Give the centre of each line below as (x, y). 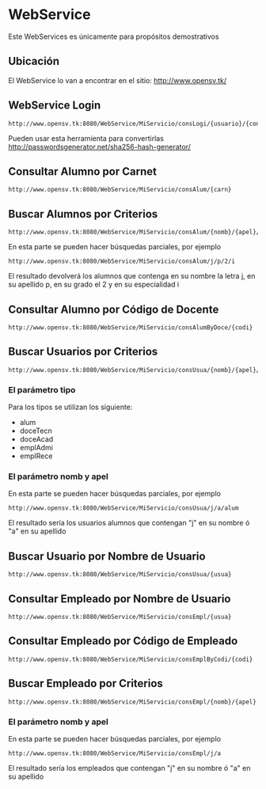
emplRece (36, 456)
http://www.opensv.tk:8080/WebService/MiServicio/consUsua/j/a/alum (123, 508)
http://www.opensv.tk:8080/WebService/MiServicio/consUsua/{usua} (120, 575)
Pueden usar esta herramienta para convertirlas (86, 138)
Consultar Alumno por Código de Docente (114, 309)
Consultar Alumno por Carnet (82, 171)
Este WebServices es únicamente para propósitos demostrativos (114, 36)
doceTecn (36, 431)
